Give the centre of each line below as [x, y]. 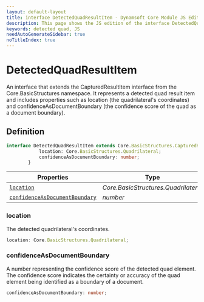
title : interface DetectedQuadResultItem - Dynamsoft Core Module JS [96, 18]
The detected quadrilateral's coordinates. [58, 229]
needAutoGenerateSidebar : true [46, 35]
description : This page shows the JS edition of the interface [88, 23]
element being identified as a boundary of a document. [75, 281]
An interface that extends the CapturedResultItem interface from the [92, 87]
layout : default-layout [36, 12]
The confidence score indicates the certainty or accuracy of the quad [93, 275]
